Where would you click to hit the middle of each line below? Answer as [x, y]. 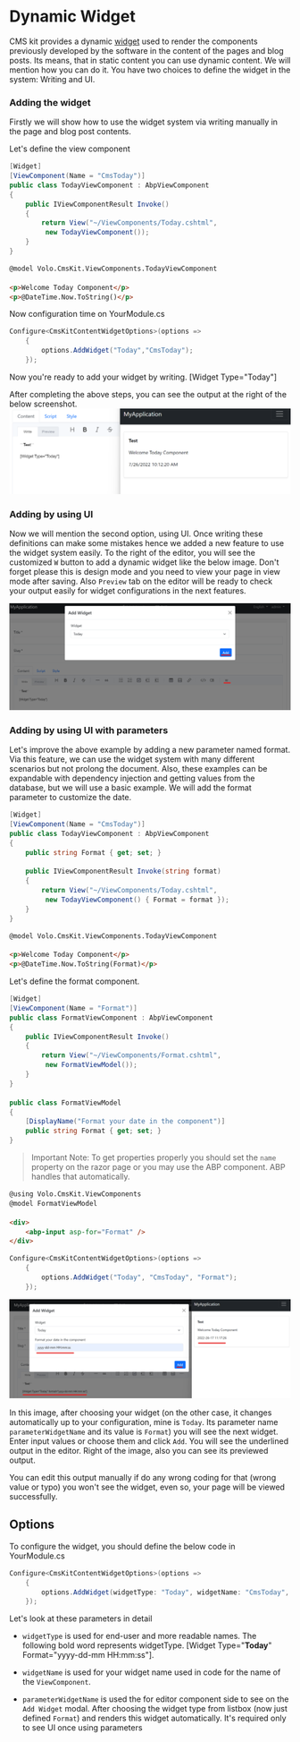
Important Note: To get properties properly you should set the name [154, 1157]
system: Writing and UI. [52, 79]
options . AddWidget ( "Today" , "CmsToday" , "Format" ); [140, 1277]
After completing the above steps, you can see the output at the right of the [148, 394]
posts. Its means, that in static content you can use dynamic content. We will [150, 60]
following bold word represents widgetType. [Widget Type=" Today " [147, 1645]
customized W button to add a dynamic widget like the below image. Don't [144, 562]
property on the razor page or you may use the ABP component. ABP [158, 1167]
